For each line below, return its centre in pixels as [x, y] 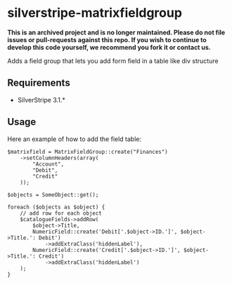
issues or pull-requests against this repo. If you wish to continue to [107, 39]
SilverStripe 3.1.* [41, 100]
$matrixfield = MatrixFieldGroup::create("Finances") [88, 152]
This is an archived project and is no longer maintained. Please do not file [116, 32]
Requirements [39, 83]
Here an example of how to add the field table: [75, 139]
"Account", [49, 164]
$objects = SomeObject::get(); [53, 194]
